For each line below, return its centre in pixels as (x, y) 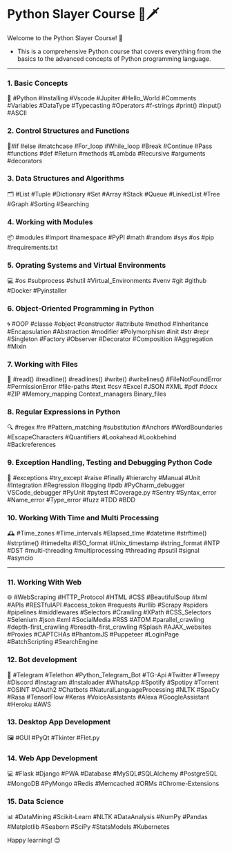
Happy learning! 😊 (34, 840)
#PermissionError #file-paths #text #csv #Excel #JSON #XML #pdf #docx (112, 387)
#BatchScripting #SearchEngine (53, 642)
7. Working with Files (42, 364)
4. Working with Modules (50, 221)
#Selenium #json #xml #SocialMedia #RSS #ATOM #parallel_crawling (106, 620)
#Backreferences (32, 445)
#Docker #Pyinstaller (37, 291)
